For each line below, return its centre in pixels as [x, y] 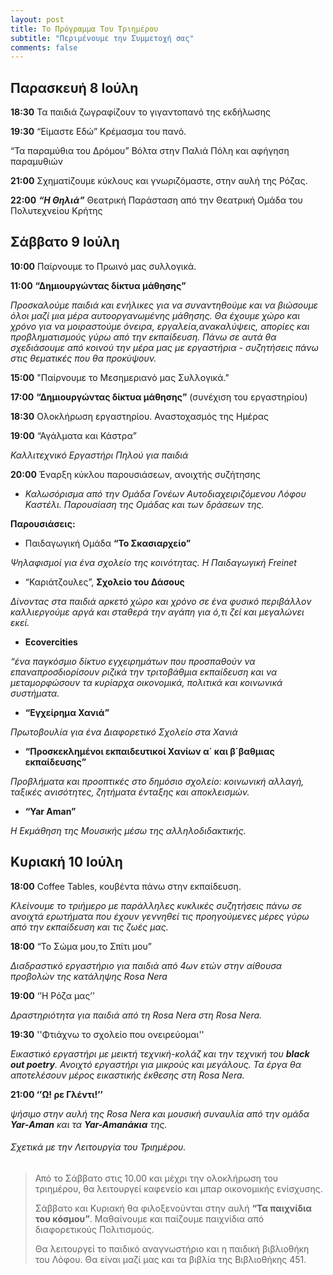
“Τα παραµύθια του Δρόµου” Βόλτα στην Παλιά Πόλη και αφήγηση [150, 151]
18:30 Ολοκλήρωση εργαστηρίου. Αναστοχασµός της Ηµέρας [139, 416]
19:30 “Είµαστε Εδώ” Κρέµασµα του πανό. [98, 132]
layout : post [37, 19]
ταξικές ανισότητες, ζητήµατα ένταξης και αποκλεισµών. [130, 792]
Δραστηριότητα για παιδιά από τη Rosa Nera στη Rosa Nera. [136, 1015]
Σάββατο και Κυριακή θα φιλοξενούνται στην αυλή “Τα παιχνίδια [173, 1208]
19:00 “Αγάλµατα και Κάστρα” [73, 435]
